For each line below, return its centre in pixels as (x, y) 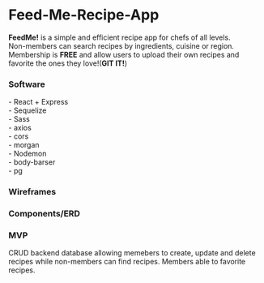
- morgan (24, 145)
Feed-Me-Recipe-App (84, 15)
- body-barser (32, 162)
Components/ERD (45, 214)
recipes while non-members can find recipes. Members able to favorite (127, 262)
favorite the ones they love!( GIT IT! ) (68, 63)
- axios (20, 128)
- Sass (19, 119)
